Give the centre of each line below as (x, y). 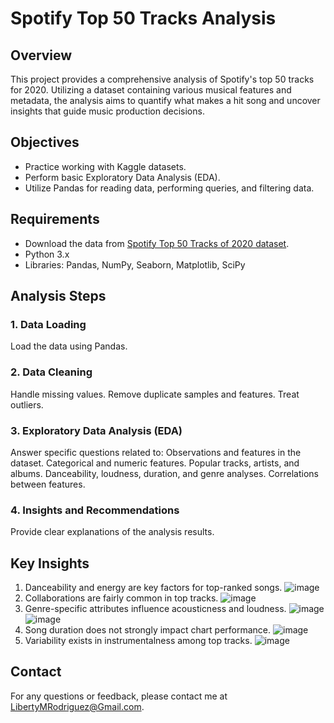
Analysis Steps (58, 296)
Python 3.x (47, 254)
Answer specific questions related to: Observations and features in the (156, 452)
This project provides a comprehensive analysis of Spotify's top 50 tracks (162, 79)
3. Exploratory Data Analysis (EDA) (96, 430)
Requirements (55, 219)
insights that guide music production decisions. (107, 111)
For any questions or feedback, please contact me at (119, 696)
